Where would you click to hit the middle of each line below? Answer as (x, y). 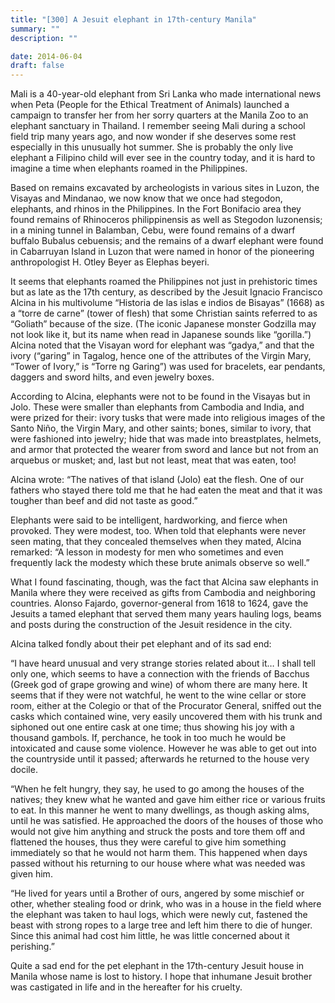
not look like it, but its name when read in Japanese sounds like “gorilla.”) (161, 335)
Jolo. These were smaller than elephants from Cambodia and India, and (157, 407)
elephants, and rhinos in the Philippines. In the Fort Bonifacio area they (156, 209)
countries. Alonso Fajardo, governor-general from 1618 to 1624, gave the (159, 603)
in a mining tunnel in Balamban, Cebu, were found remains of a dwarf (153, 230)
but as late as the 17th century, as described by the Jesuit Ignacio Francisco (166, 292)
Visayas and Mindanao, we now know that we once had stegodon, (146, 198)
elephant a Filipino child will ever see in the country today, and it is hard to (163, 158)
